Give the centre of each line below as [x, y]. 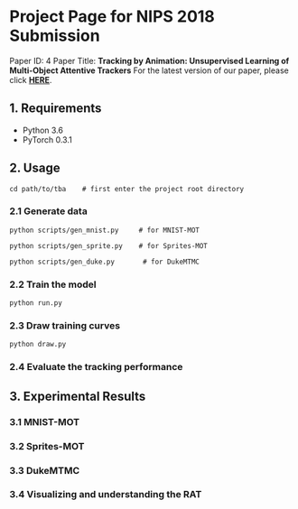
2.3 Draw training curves [65, 326]
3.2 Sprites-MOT [47, 446]
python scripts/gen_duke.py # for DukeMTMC [105, 262]
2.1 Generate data [48, 211]
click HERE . [31, 79]
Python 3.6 [42, 130]
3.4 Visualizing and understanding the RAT [106, 495]
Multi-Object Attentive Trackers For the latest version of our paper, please [149, 70]
